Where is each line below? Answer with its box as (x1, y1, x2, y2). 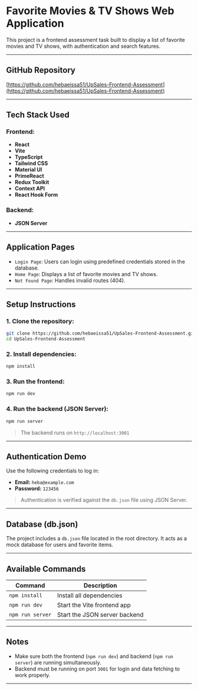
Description (83, 581, 117, 589)
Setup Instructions (6, 299, 76, 309)
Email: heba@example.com (14, 479, 74, 486)
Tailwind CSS (14, 160, 48, 167)
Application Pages (6, 242, 75, 252)
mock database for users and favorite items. (6, 541, 114, 548)
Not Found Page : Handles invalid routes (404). (14, 277, 126, 284)
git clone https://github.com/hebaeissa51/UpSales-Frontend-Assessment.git (6, 331, 196, 336)
